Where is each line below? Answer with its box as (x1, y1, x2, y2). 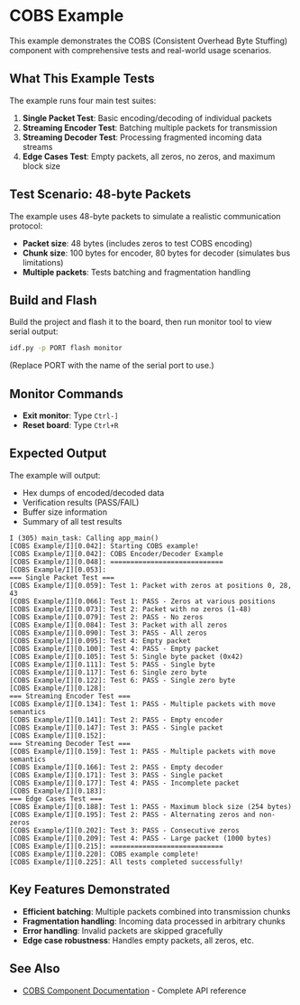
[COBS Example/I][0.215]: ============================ (9, 842, 223, 851)
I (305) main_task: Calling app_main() (9, 534, 159, 543)
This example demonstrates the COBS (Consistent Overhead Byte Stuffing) (9, 35, 288, 46)
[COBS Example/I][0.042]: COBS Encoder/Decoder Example (9, 549, 223, 558)
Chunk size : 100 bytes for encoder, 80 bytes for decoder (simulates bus (22, 247, 291, 258)
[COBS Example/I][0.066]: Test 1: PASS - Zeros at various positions (9, 597, 277, 606)
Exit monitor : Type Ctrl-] (22, 410, 119, 421)
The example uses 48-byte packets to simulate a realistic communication (9, 210, 281, 221)
